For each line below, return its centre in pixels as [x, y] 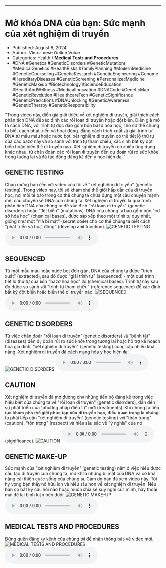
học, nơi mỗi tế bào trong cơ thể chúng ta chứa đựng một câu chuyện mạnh [82, 195]
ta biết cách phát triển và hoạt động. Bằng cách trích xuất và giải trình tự [79, 130]
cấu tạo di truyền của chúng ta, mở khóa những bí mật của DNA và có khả [80, 474]
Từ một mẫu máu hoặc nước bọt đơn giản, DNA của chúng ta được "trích [79, 271]
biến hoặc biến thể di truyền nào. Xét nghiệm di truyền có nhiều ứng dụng [80, 146]
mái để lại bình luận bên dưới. [35, 495]
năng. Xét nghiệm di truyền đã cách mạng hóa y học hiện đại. [68, 352]
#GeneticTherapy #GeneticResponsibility [54, 105]
